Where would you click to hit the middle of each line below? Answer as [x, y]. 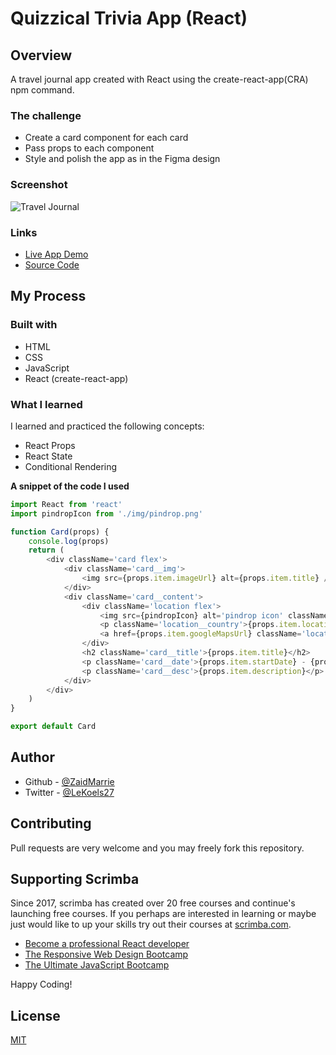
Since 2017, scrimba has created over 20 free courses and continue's [153, 903]
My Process [48, 296]
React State [48, 456]
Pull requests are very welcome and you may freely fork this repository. [157, 848]
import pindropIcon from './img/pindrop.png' [106, 513]
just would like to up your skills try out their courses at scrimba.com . [151, 924]
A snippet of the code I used [70, 486]
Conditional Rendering [71, 466]
